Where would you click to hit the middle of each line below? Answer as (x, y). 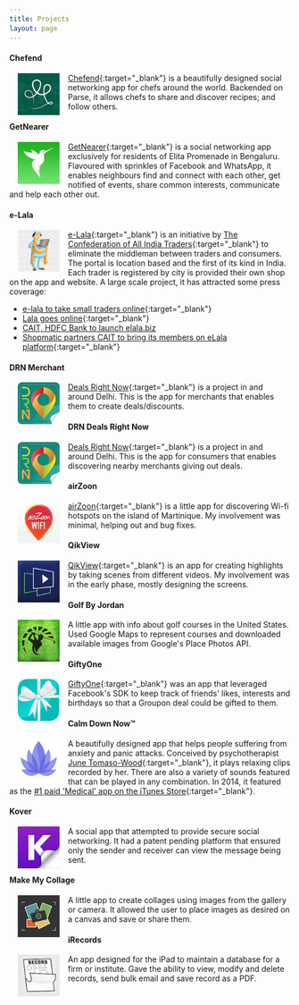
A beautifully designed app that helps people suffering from (178, 743)
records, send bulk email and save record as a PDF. (162, 978)
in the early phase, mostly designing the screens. (158, 584)
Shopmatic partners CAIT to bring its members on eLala (125, 338)
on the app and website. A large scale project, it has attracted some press (145, 283)
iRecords (85, 940)
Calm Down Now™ (102, 723)
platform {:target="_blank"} (71, 347)
